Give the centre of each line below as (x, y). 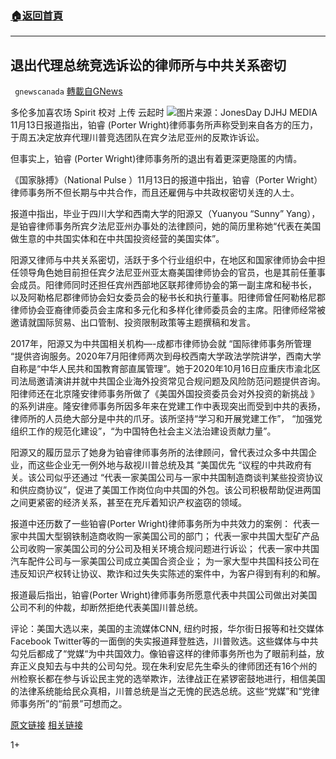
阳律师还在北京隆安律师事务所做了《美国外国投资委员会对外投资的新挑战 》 (165, 394)
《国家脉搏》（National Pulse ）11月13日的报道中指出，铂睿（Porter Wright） (166, 180)
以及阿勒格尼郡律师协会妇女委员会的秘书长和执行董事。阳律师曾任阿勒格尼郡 (168, 298)
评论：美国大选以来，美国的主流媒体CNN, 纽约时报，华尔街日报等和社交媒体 (167, 629)
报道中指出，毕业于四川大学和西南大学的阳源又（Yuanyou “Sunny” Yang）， (165, 214)
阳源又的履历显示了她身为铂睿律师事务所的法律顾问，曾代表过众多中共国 (159, 453)
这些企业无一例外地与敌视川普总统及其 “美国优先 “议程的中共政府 (170, 465)
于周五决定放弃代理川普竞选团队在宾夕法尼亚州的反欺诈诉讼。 (137, 138)
